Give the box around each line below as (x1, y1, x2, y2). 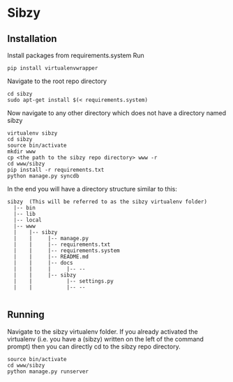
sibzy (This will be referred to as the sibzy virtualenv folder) (7, 198, 208, 205)
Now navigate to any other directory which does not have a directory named (7, 109, 227, 117)
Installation (7, 33, 57, 45)
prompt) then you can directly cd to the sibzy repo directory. (7, 342, 181, 351)
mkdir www (7, 148, 36, 155)
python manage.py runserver (7, 368, 89, 375)
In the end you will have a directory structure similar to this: (7, 185, 178, 193)
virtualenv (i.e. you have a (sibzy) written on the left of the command (7, 335, 204, 343)
